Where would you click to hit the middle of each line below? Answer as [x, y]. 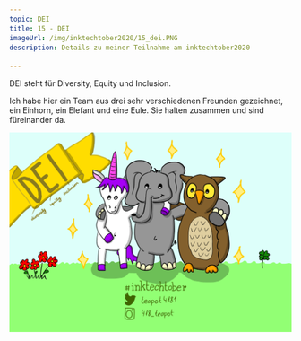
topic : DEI [30, 19]
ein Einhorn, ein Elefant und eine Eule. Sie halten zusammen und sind [137, 110]
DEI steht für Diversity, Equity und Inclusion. [90, 83]
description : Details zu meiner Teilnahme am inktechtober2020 [130, 48]
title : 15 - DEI [39, 28]
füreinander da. [38, 120]
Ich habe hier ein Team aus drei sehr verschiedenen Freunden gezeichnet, [146, 101]
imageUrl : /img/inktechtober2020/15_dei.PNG [94, 38]
